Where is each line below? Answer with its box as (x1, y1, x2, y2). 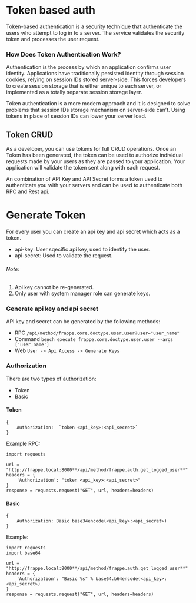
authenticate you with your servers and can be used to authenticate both (6, 182, 183, 189)
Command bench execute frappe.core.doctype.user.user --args (14, 336, 174, 343)
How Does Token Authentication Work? (6, 50, 121, 58)
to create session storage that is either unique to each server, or (6, 82, 162, 90)
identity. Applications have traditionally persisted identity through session (6, 70, 184, 77)
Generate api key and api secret (6, 304, 99, 313)
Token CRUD (6, 130, 54, 140)
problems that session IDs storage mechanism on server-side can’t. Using (6, 107, 185, 114)
